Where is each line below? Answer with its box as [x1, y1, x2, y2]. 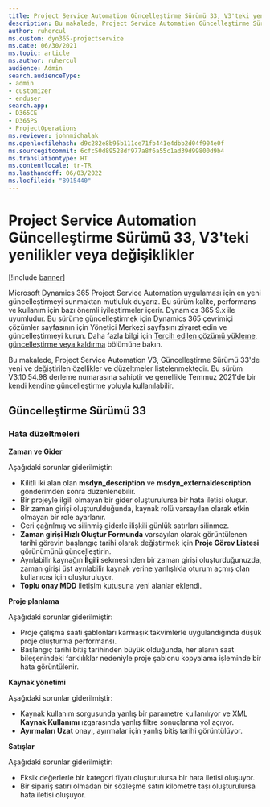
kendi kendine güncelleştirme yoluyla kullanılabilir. [8, 381, 174, 390]
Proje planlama [8, 596, 59, 605]
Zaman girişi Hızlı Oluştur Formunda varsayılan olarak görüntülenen [19, 529, 247, 539]
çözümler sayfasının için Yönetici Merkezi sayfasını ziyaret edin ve [8, 322, 227, 331]
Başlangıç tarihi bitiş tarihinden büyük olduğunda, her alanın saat [19, 644, 235, 654]
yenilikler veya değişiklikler [8, 246, 194, 264]
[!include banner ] [8, 272, 66, 282]
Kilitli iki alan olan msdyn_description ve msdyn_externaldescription [19, 477, 252, 488]
